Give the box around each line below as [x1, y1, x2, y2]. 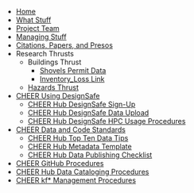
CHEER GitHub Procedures [15, 159, 104, 168]
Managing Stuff [15, 32, 67, 41]
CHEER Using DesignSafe [15, 91, 100, 100]
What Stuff [15, 15, 52, 25]
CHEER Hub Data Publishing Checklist [27, 150, 153, 160]
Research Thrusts [15, 49, 74, 58]
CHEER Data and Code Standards [15, 125, 126, 134]
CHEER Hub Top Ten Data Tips [27, 133, 129, 142]
